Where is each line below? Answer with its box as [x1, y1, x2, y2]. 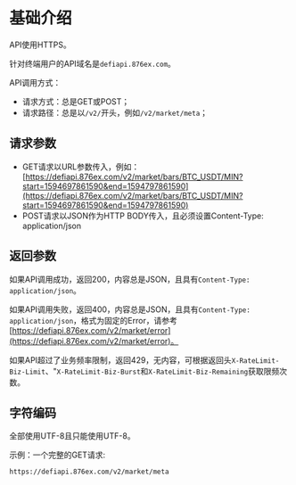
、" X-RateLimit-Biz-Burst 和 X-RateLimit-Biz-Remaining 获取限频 [45, 366, 280, 376]
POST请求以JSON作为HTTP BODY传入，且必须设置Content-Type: [21, 210, 265, 221]
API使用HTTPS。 [9, 39, 71, 50]
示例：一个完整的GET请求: [9, 449, 105, 460]
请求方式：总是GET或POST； [21, 95, 130, 107]
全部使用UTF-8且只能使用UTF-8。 [9, 431, 136, 441]
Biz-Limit [9, 367, 46, 376]
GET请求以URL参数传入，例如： [21, 161, 140, 172]
